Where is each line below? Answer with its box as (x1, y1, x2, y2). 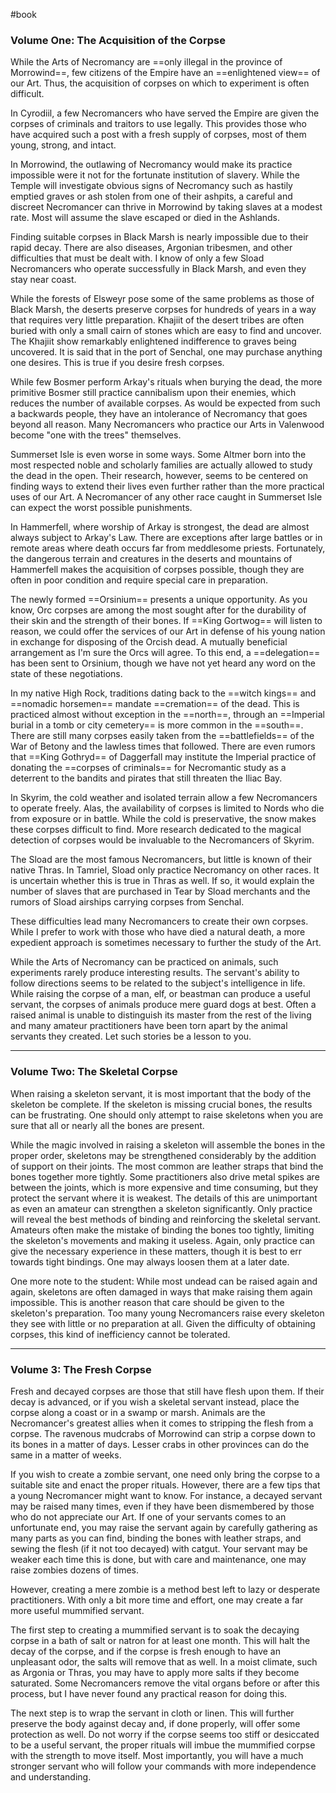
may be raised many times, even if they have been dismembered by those (10, 1500, 315, 1512)
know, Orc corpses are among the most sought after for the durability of (10, 604, 307, 616)
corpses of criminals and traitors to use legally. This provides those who (10, 118, 307, 130)
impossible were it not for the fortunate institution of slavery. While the (10, 169, 300, 181)
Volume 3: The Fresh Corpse (10, 1362, 152, 1376)
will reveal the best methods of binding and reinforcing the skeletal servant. (10, 1213, 322, 1225)
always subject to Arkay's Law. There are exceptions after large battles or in (10, 532, 323, 544)
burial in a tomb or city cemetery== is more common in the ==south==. (10, 719, 304, 731)
